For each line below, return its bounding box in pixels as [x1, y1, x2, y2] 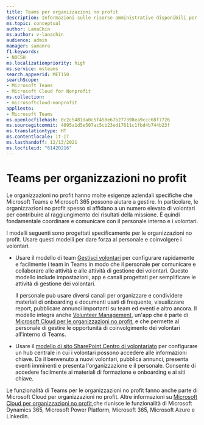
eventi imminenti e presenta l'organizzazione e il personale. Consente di [15, 362, 196, 369]
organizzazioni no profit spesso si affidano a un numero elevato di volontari [6, 204, 195, 212]
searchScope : [6, 77, 40, 83]
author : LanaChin [6, 26, 51, 32]
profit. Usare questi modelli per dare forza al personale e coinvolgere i [6, 235, 182, 243]
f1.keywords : [6, 49, 40, 55]
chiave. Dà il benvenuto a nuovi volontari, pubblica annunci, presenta [15, 355, 189, 363]
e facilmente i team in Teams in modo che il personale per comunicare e [15, 260, 196, 268]
